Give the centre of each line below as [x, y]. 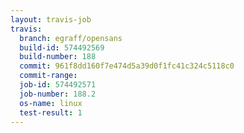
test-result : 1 [51, 112]
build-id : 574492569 [62, 47]
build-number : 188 [58, 57]
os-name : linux [51, 103]
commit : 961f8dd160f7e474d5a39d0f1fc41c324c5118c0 [127, 66]
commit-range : [48, 76]
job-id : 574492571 [58, 85]
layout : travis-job [51, 19]
